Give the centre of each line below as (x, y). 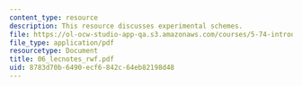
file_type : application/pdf (62, 43)
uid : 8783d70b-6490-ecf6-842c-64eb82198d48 (92, 68)
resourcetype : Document (54, 51)
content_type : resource (54, 17)
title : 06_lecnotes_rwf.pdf (62, 59)
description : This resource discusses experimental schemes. (126, 26)
